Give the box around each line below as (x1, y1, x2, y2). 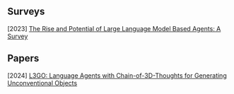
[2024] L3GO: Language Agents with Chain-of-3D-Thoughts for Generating (7, 71, 228, 80)
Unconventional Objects (7, 78, 78, 87)
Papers (7, 52, 40, 64)
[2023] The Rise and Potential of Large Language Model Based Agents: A (7, 24, 221, 33)
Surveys (7, 6, 45, 18)
